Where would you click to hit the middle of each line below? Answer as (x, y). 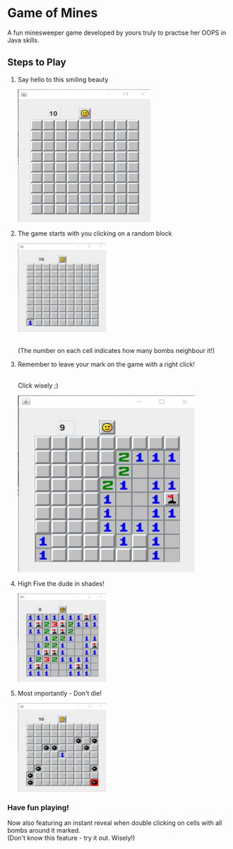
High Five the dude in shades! (61, 583)
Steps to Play (37, 63)
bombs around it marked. (44, 831)
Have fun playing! (38, 807)
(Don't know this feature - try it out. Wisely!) (71, 838)
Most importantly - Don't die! (60, 693)
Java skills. (23, 40)
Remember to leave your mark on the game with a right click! (106, 364)
